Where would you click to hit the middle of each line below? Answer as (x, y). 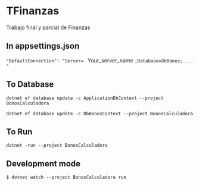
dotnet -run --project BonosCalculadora (57, 146)
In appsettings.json (43, 46)
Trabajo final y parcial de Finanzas (48, 27)
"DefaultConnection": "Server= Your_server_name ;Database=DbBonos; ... (100, 60)
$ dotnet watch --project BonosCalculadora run (66, 177)
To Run (19, 132)
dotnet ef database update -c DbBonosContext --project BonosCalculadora (100, 114)
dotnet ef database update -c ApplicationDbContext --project (85, 98)
